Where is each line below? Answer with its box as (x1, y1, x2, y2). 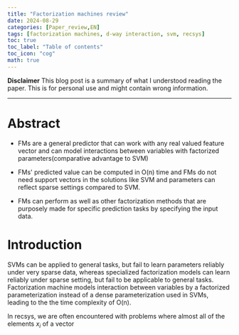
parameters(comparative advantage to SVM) (17, 154, 149, 162)
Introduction (7, 236, 83, 252)
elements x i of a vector (7, 319, 75, 329)
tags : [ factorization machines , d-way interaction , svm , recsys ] (7, 30, 205, 38)
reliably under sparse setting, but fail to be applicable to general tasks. (7, 275, 214, 284)
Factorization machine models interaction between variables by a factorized (7, 282, 230, 292)
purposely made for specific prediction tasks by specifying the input (17, 204, 218, 213)
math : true (7, 57, 40, 64)
